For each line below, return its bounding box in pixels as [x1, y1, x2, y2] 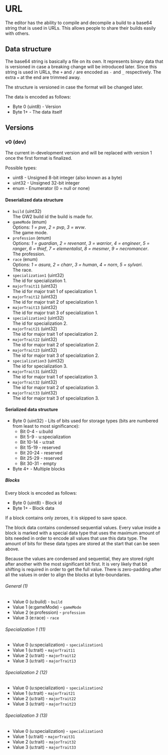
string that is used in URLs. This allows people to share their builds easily [5, 25, 156, 31]
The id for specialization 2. [12, 320, 68, 326]
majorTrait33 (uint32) [12, 390, 58, 396]
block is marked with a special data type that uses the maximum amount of [5, 530, 160, 536]
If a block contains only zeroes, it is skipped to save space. [5, 515, 127, 521]
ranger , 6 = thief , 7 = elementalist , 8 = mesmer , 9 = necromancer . [12, 245, 149, 251]
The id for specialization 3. [12, 363, 68, 369]
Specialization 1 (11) [5, 626, 46, 632]
